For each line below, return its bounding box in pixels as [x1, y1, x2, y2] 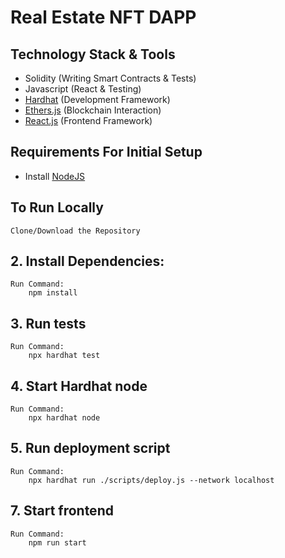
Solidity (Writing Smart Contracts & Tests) [24, 72, 197, 84]
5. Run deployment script [10, 440, 171, 457]
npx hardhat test [28, 351, 101, 361]
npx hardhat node [28, 413, 101, 423]
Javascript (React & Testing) [24, 83, 142, 95]
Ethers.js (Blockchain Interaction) [24, 104, 162, 116]
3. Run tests [10, 315, 87, 332]
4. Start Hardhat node [10, 377, 148, 395]
